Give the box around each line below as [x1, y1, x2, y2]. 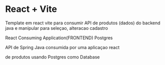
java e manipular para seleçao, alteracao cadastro [5, 25, 108, 31]
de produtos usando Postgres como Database [5, 54, 100, 60]
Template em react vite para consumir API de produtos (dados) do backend [5, 20, 161, 26]
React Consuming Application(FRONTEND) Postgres [5, 35, 113, 41]
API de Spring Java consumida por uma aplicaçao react [5, 44, 120, 50]
